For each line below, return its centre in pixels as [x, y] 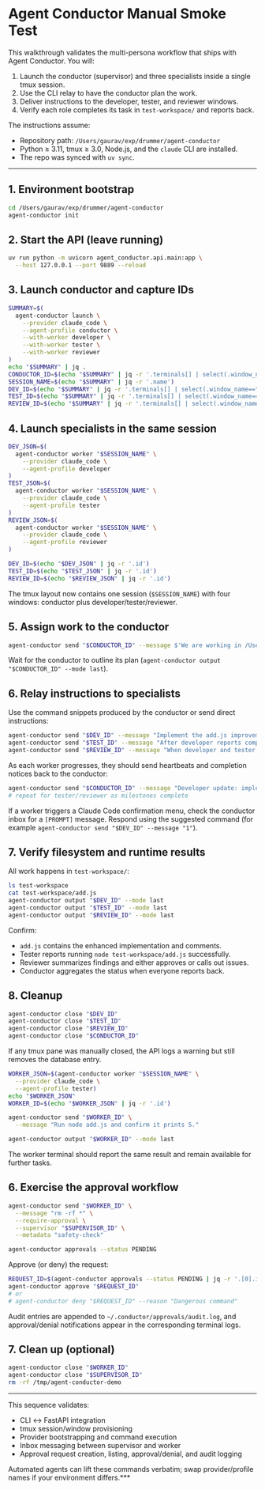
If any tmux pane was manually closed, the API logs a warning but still [121, 1051]
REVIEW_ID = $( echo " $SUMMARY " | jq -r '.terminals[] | [99, 404]
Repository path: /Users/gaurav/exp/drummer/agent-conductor [120, 140]
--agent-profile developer [67, 469]
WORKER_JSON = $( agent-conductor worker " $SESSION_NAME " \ [104, 1074]
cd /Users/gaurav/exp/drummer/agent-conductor [86, 208]
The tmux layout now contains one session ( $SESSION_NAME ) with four [119, 593]
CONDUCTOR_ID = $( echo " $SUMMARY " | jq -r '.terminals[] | [104, 374]
